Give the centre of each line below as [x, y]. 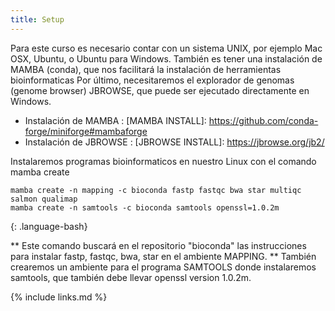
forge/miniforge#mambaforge [86, 131]
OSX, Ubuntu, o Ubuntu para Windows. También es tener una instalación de [166, 58]
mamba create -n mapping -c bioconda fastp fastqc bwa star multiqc [156, 190]
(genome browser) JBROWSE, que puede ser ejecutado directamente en [160, 90]
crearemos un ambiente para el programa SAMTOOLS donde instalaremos [163, 267]
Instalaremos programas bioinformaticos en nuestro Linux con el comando [163, 161]
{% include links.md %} [59, 297]
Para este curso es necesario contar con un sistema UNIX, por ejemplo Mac [166, 48]
